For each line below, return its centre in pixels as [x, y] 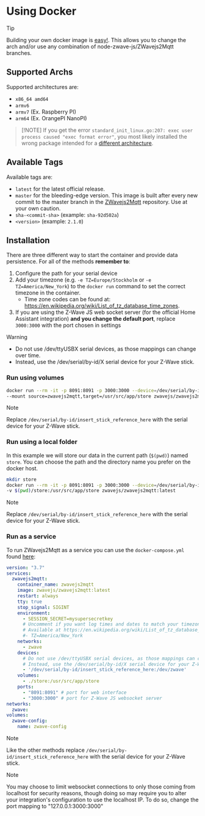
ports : [26, 687]
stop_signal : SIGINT [43, 607]
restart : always [38, 596]
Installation [28, 240]
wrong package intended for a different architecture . [87, 143]
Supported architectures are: [43, 87]
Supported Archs [40, 72]
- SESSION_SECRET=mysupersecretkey [68, 619]
